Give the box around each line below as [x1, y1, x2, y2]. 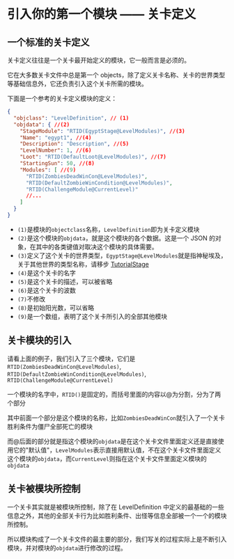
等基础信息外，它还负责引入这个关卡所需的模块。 [7, 79, 148, 88]
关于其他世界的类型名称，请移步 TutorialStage [17, 260, 150, 268]
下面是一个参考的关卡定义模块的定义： [7, 95, 117, 102]
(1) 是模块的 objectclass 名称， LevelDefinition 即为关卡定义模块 [17, 225, 200, 233]
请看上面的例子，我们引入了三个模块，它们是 [7, 354, 136, 363]
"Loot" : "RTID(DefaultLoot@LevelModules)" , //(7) [19, 154, 167, 161]
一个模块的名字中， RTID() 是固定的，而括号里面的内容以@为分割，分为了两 [7, 390, 221, 398]
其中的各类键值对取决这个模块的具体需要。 [36, 242, 158, 251]
